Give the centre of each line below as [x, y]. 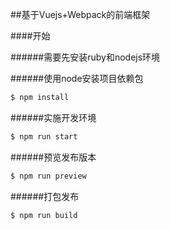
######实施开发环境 [53, 117]
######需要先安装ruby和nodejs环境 [85, 57]
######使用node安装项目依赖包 [77, 78]
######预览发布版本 [53, 157]
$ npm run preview [48, 176]
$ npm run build [44, 215]
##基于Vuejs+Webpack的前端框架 [80, 14]
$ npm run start [44, 136]
